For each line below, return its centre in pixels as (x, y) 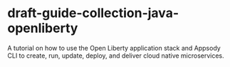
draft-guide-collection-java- (93, 13)
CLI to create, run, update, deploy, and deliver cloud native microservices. (116, 56)
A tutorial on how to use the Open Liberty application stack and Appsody (114, 48)
